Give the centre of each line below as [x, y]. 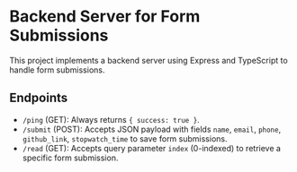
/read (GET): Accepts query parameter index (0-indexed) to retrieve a [152, 148]
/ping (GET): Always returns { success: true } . [111, 119]
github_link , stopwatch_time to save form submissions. [125, 138]
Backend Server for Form [105, 17]
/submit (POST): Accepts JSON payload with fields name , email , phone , [152, 129]
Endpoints [39, 98]
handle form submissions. [57, 70]
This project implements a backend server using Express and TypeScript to [148, 60]
